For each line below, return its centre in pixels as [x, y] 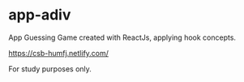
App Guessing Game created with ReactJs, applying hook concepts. [122, 37]
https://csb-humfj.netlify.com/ [59, 53]
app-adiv [40, 15]
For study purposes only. [50, 69]
